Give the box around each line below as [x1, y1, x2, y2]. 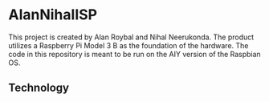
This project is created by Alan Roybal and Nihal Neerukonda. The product [8, 32, 255, 42]
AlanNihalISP [8, 6, 98, 24]
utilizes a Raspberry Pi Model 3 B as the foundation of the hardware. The [8, 40, 249, 50]
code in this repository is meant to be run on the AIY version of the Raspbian [8, 49, 261, 59]
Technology [8, 81, 70, 95]
